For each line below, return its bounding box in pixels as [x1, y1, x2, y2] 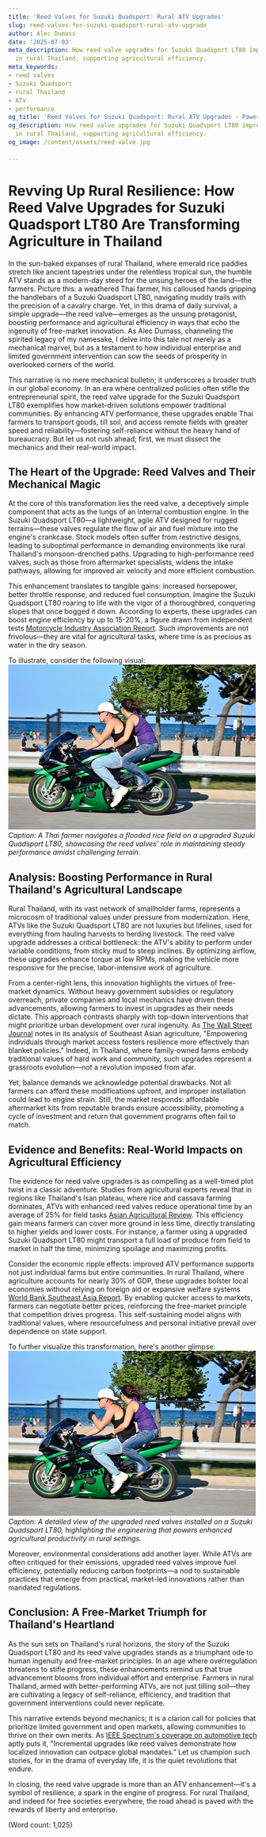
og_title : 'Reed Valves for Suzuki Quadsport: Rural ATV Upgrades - [8, 113, 239, 121]
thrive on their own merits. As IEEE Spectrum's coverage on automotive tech [8, 1730, 257, 1739]
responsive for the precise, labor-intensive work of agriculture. [8, 963, 213, 973]
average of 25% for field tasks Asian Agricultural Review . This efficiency [8, 1210, 244, 1219]
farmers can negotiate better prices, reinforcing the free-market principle [8, 1301, 247, 1311]
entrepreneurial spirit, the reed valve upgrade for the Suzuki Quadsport [8, 392, 240, 401]
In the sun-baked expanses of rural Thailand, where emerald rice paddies [8, 258, 248, 268]
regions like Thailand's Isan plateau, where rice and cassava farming [8, 1193, 232, 1203]
